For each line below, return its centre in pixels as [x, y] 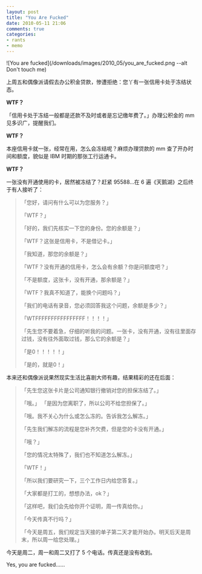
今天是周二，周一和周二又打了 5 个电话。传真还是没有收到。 [81, 552]
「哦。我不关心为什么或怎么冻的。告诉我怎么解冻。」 [86, 416]
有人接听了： [27, 189]
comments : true [25, 29]
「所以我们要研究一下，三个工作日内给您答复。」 [81, 480]
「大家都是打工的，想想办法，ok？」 [67, 493]
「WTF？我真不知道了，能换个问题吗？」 [72, 292]
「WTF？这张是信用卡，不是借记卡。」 [68, 241]
